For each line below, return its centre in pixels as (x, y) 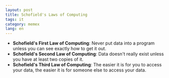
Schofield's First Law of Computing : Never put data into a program (84, 43)
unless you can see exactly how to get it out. (59, 49)
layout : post (19, 10)
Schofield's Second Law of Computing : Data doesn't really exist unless (88, 54)
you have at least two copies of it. (48, 59)
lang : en (15, 29)
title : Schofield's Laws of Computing (46, 15)
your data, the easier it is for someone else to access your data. (79, 70)
